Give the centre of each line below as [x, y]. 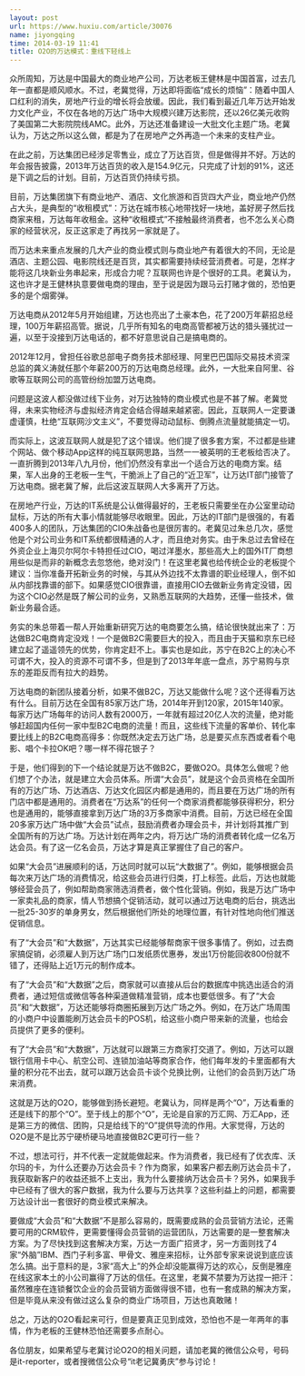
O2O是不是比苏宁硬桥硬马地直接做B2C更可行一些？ [105, 1137]
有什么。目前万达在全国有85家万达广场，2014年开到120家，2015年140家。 [149, 703]
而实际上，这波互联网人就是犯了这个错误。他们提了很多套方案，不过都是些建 [152, 441]
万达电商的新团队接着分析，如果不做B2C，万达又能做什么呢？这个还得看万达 [152, 692]
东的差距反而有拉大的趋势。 [61, 672]
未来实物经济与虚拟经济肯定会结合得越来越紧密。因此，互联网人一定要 [156, 411]
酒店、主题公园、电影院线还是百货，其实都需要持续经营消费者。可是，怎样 [148, 262]
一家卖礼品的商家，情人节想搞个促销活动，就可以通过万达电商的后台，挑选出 [152, 901]
